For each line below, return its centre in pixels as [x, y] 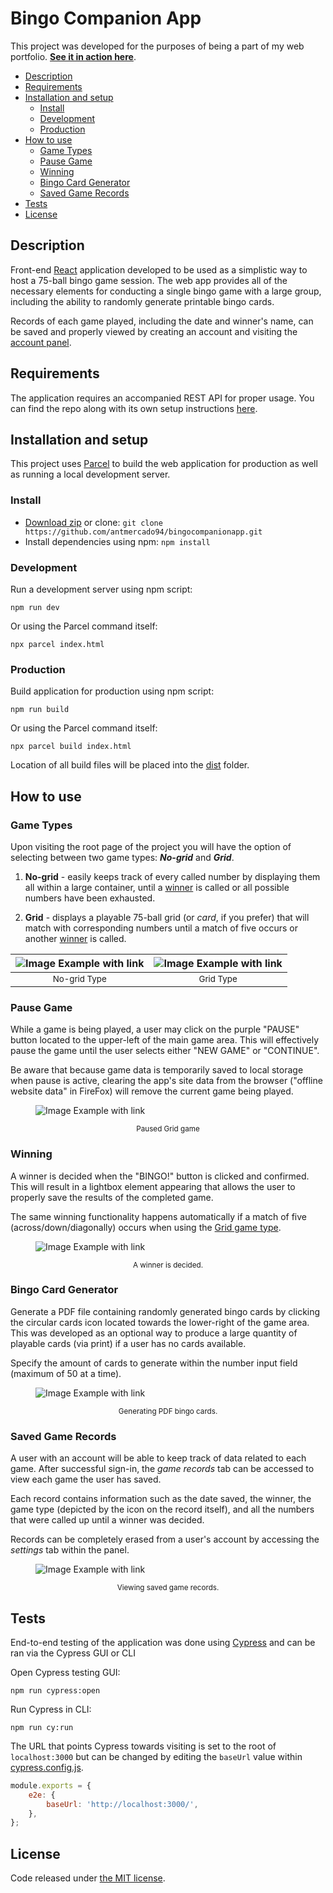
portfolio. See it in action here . [73, 56]
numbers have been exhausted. [90, 898]
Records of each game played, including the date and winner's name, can [162, 321]
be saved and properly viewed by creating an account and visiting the [154, 331]
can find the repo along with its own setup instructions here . [134, 408]
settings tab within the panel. [70, 1550]
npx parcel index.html [57, 644]
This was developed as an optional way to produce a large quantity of [154, 1333]
